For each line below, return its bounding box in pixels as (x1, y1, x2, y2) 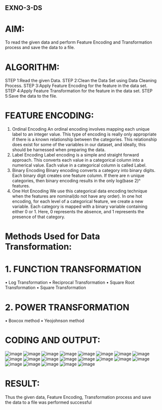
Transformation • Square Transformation (5, 285, 86, 290)
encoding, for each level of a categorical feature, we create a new (12, 199, 144, 205)
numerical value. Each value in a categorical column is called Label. (12, 162, 147, 168)
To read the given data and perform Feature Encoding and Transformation (5, 39, 152, 45)
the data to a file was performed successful (5, 399, 92, 405)
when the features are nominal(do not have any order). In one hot (12, 193, 142, 199)
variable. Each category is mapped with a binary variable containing (12, 204, 147, 209)
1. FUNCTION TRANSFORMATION (5, 263, 142, 274)
